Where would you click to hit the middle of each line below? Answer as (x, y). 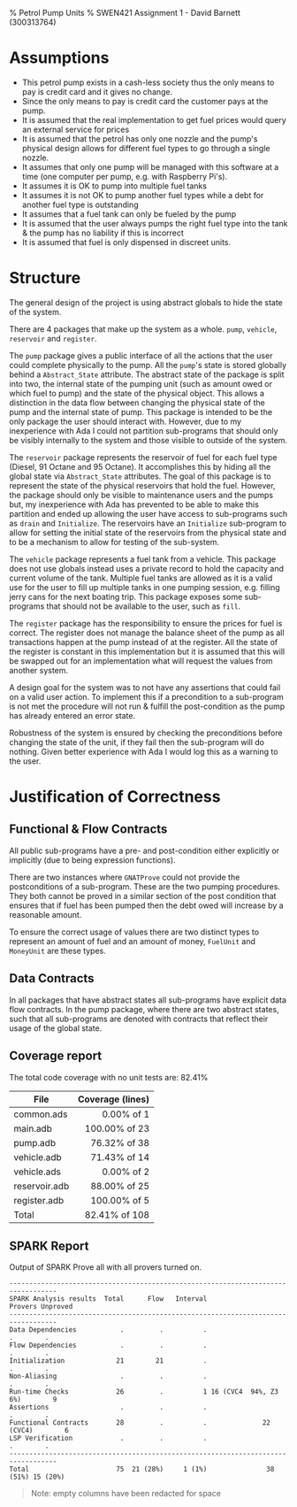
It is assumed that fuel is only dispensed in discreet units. (126, 242)
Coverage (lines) (114, 1099)
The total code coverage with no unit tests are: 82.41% (109, 1077)
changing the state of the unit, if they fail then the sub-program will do (137, 742)
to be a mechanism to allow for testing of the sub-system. (114, 542)
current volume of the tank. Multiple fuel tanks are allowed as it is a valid (141, 578)
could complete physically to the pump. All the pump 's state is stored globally (148, 365)
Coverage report (56, 1056)
